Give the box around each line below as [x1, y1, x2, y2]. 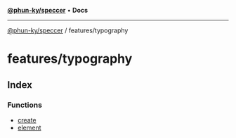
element [17, 123, 41, 132]
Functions [7, 100, 42, 110]
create [17, 115, 37, 124]
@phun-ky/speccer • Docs [7, 6, 88, 14]
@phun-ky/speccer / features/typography [7, 26, 129, 34]
